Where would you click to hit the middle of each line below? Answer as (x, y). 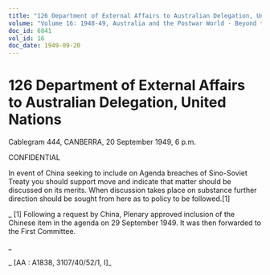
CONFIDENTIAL (34, 158)
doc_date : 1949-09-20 (45, 46)
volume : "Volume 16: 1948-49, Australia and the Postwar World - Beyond (133, 23)
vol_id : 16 (27, 38)
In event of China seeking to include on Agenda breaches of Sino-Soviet (128, 173)
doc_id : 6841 (30, 31)
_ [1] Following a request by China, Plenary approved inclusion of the (122, 215)
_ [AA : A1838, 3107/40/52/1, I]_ (60, 263)
